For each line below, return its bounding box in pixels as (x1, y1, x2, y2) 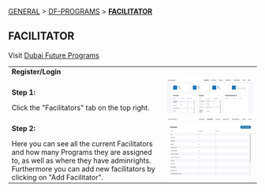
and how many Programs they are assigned (11, 147, 152, 156)
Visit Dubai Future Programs (8, 51, 100, 60)
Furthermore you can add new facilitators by (11, 164, 155, 173)
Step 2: (11, 123, 35, 133)
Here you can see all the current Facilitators (11, 138, 153, 149)
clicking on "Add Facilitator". (11, 172, 104, 182)
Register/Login (11, 67, 62, 77)
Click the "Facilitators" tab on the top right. (11, 103, 150, 112)
